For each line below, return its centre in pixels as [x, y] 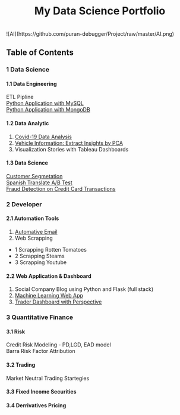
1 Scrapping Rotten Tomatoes [51, 249]
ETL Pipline [20, 97]
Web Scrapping [34, 238]
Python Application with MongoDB [48, 110]
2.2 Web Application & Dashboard [49, 276]
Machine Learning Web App [49, 296]
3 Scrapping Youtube [41, 262]
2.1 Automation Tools [33, 218]
